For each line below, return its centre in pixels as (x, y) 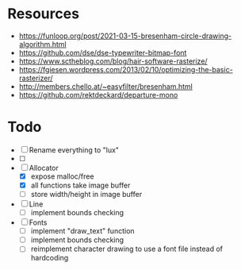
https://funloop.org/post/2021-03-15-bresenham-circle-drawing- (125, 36)
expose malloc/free (62, 176)
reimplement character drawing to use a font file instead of (127, 249)
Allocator (44, 168)
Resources (44, 14)
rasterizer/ (36, 78)
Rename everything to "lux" (74, 150)
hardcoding (50, 258)
